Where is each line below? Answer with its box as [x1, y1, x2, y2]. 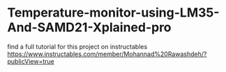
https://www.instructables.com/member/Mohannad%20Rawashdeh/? [7, 50, 207, 58]
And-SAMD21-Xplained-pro [7, 19, 172, 35]
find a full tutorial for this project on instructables [7, 42, 148, 51]
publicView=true [7, 57, 54, 65]
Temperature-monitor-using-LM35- [7, 5, 220, 21]
